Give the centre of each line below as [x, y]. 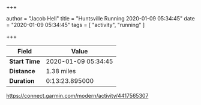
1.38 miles [61, 71]
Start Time [25, 61]
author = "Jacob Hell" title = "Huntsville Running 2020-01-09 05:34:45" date [100, 18]
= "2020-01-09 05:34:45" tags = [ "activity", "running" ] [76, 25]
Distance [22, 71]
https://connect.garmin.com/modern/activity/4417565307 [77, 96]
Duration [22, 81]
